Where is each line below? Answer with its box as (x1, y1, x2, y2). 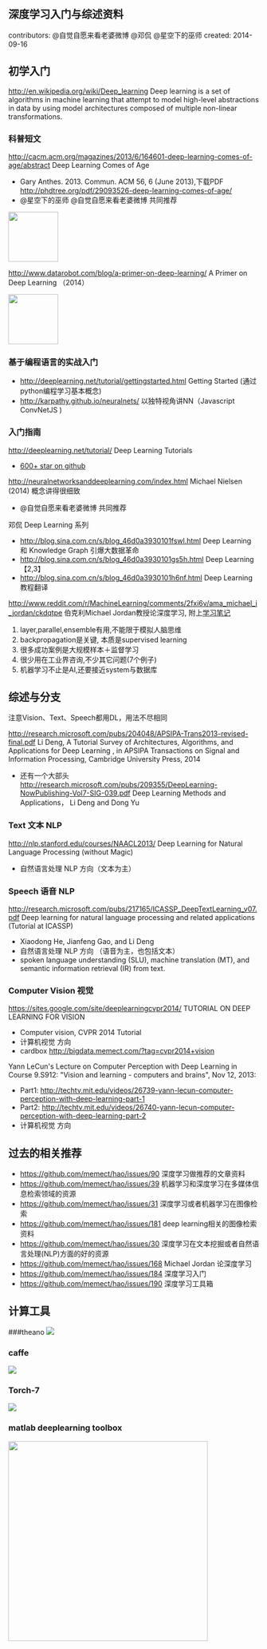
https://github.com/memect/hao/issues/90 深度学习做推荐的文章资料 (19, 1169, 245, 1179)
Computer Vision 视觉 (8, 985, 94, 996)
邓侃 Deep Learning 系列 (8, 520, 89, 529)
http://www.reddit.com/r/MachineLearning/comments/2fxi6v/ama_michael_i (8, 598, 257, 607)
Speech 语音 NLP (8, 886, 76, 897)
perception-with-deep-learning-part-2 (19, 1111, 147, 1121)
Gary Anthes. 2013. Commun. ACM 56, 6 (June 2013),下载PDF (19, 177, 224, 186)
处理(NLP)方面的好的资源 (26, 1249, 109, 1259)
